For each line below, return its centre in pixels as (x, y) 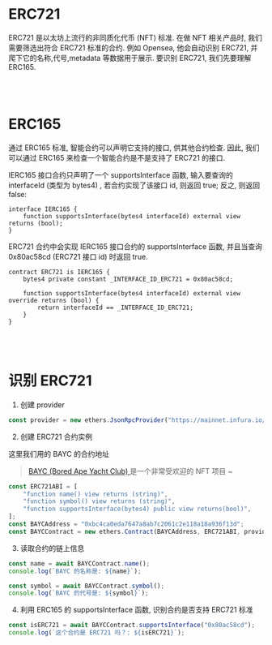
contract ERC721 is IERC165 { (59, 272)
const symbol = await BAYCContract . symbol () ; (86, 586)
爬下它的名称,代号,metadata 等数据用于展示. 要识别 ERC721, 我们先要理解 (130, 58)
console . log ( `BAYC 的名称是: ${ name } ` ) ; (75, 571)
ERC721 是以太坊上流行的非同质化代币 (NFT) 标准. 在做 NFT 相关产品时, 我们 (136, 37)
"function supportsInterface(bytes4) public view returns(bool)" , (137, 509)
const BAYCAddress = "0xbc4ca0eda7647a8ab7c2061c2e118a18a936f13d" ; (126, 524)
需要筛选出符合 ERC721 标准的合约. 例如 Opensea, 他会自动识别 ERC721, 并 (133, 47)
